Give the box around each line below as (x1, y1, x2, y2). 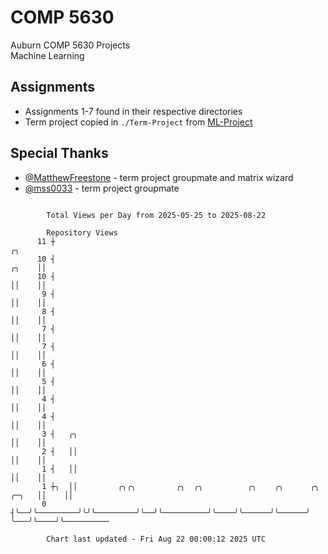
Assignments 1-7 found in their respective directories (24, 105, 243, 117)
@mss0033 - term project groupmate (24, 182, 180, 194)
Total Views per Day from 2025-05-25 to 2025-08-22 (46, 210, 267, 220)
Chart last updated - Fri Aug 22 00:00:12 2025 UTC (46, 534, 267, 544)
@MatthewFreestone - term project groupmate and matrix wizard (24, 171, 294, 183)
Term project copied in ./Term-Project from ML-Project (24, 116, 253, 128)
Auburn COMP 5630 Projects (10, 39, 131, 51)
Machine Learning (10, 49, 85, 61)
